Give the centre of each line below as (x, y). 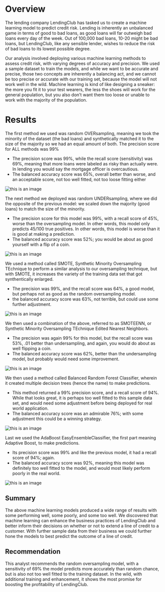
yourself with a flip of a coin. (41, 244)
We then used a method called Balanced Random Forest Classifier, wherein (81, 378)
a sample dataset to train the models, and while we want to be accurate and (82, 68)
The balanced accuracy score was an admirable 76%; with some (78, 413)
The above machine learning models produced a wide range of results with (81, 510)
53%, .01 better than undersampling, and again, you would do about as (84, 343)
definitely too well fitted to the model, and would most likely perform (81, 468)
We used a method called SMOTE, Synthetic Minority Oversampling (73, 263)
